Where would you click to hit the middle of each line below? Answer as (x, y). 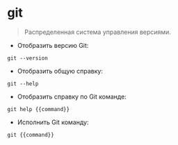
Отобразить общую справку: (60, 71)
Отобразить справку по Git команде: (72, 96)
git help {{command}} (39, 109)
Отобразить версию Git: (53, 45)
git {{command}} (31, 135)
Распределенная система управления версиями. (98, 32)
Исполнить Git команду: (53, 122)
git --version (28, 58)
